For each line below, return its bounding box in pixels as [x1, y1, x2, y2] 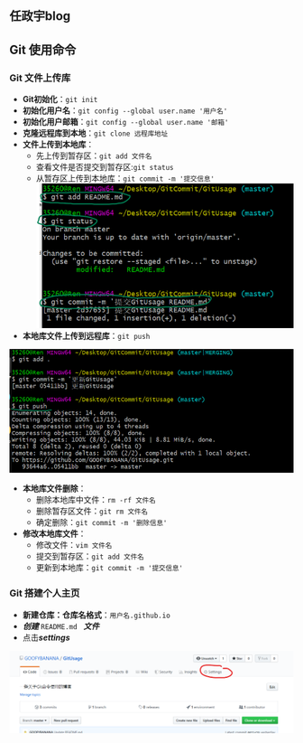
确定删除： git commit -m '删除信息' [35, 517, 168, 528]
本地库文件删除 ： [22, 483, 87, 494]
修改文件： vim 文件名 [35, 540, 113, 550]
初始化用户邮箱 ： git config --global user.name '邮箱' [22, 117, 229, 127]
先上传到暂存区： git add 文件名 [35, 150, 152, 161]
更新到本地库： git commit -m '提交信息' [35, 562, 183, 573]
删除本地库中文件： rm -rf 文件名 [35, 494, 156, 505]
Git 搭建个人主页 [9, 587, 80, 599]
